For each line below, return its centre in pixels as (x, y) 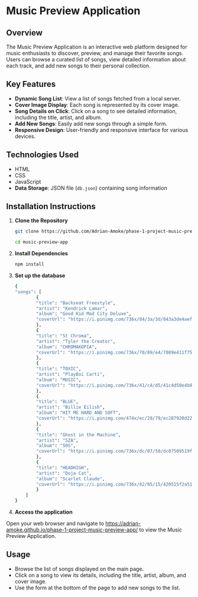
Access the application (43, 512)
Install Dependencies (41, 254)
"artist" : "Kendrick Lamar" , (72, 309)
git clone (27, 232)
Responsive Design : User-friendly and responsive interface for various (101, 130)
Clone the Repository (41, 220)
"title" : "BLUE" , (57, 402)
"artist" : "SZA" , (57, 440)
